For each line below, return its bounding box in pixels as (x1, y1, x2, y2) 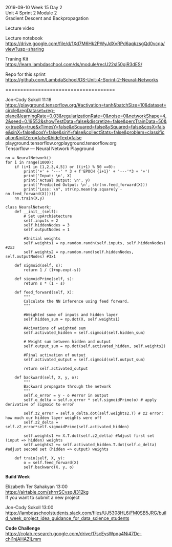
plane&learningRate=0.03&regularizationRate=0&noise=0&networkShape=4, (5, 113, 167, 119)
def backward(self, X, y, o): (14, 375, 79, 380)
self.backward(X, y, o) (24, 465, 74, 470)
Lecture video (5, 25, 35, 31)
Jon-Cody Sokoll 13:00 (5, 504, 54, 510)
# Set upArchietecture (24, 214, 72, 219)
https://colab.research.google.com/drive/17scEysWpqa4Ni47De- (5, 531, 142, 537)
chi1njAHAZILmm (5, 536, 41, 542)
